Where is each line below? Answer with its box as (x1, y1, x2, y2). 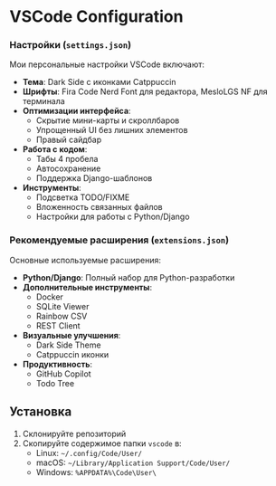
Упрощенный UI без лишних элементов (35, 125, 188, 136)
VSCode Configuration (9, 6, 184, 27)
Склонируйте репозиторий (22, 428, 127, 439)
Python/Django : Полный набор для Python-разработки (22, 272, 235, 282)
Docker (35, 291, 63, 302)
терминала (22, 96, 65, 107)
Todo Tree (35, 377, 75, 388)
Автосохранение (35, 163, 101, 174)
